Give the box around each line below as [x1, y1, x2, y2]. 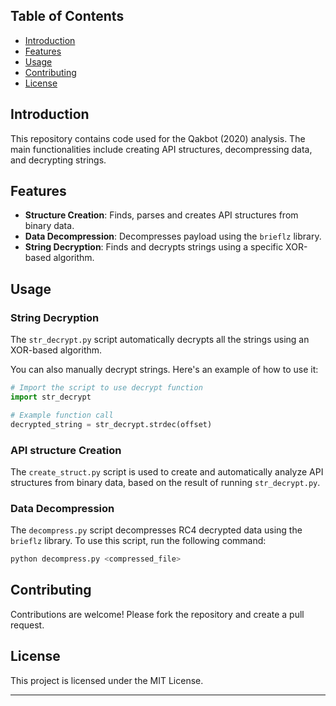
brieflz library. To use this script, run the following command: [10, 535, 267, 547]
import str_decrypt [10, 392, 92, 402]
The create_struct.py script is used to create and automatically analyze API [10, 465, 324, 478]
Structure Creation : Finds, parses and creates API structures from [24, 209, 299, 221]
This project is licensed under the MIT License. [10, 674, 204, 686]
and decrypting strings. [10, 154, 107, 166]
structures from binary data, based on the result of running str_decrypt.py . [10, 476, 321, 488]
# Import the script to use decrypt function [10, 383, 203, 393]
